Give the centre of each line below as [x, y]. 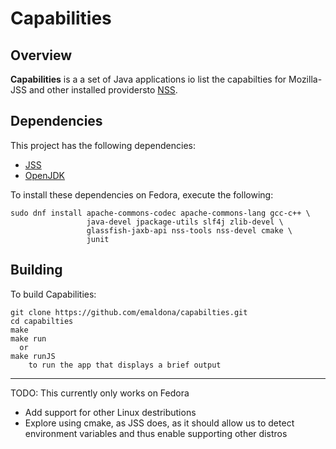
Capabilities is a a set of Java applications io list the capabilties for [148, 79]
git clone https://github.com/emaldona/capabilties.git [129, 312]
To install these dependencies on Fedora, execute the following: [142, 194]
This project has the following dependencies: [103, 145]
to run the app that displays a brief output [125, 365]
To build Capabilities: [53, 294]
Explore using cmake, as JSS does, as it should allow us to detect [159, 423]
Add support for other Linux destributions [110, 412]
